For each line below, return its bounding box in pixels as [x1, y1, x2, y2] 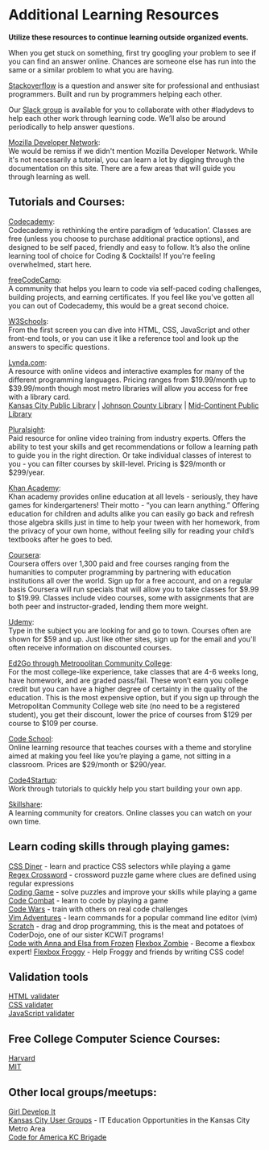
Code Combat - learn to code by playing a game [8, 895, 169, 905]
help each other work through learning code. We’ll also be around [8, 113, 226, 122]
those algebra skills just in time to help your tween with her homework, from [8, 517, 260, 527]
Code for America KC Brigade [8, 1132, 107, 1142]
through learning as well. [8, 172, 91, 181]
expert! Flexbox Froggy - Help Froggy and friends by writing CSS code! [8, 947, 245, 957]
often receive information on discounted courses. [8, 642, 172, 652]
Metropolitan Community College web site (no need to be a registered [8, 701, 240, 711]
